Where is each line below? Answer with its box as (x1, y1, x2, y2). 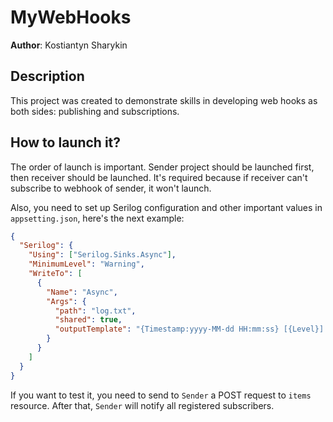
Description (10, 68, 85, 85)
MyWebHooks (10, 6, 132, 29)
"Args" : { (46, 296, 87, 306)
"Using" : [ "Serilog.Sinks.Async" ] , (28, 250, 177, 260)
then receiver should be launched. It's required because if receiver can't (10, 171, 308, 183)
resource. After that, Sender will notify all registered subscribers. (10, 399, 275, 411)
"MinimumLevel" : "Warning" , (28, 259, 145, 270)
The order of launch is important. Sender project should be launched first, (10, 161, 315, 173)
